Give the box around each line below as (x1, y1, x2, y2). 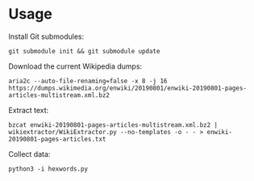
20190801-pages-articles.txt (8, 135, 106, 143)
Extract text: (8, 105, 49, 115)
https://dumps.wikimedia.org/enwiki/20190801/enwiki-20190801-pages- (8, 84, 248, 92)
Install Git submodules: (8, 32, 85, 41)
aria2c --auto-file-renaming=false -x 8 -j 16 (8, 77, 168, 85)
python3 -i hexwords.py (8, 165, 89, 173)
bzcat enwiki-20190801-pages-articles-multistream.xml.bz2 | (8, 120, 219, 129)
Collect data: (8, 149, 51, 158)
